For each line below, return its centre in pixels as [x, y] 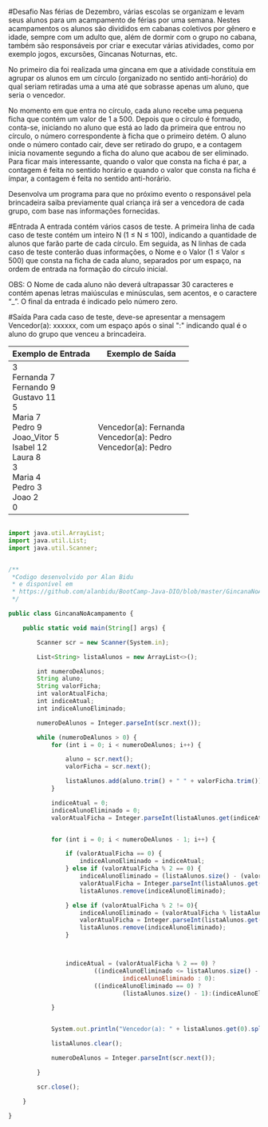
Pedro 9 [27, 427]
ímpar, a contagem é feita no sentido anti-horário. [90, 178]
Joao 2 [26, 497]
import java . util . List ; [48, 540]
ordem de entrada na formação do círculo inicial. [88, 269]
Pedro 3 [27, 487]
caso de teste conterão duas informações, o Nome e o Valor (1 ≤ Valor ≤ [127, 252]
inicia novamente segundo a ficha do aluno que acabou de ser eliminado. [128, 153]
